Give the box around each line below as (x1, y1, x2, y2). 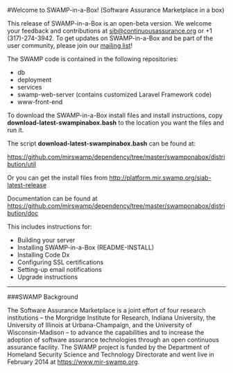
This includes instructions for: (7, 223, 92, 231)
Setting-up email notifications (17, 266, 102, 273)
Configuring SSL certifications (17, 258, 104, 266)
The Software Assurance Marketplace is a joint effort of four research (7, 306, 206, 314)
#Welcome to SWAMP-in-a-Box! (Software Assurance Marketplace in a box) (7, 6, 225, 14)
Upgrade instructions (17, 273, 78, 281)
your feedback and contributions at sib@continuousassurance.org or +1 (7, 27, 213, 35)
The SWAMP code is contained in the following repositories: (7, 55, 179, 63)
